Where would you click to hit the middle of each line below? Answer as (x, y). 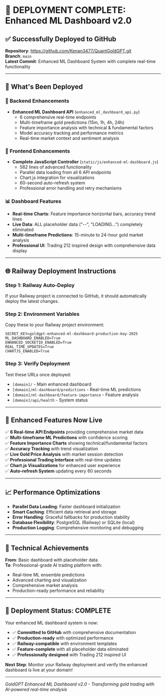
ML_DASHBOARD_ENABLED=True (33, 338)
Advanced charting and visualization (49, 580)
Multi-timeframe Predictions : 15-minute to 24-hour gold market (78, 235)
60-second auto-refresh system (52, 182)
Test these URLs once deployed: (38, 374)
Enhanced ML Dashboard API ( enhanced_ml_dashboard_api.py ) (76, 112)
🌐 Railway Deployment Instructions (61, 271)
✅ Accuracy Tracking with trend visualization (52, 449)
